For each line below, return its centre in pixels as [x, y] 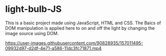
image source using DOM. [32, 33]
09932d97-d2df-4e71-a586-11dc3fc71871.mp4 [53, 48]
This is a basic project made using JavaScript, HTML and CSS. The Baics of [83, 23]
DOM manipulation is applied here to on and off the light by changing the [80, 28]
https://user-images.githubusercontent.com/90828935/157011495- [74, 43]
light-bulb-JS [33, 9]
